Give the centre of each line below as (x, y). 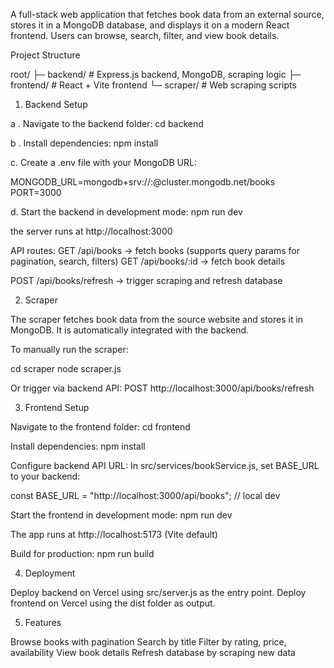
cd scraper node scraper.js (66, 368)
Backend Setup (56, 104)
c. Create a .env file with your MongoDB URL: (103, 162)
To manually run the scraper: (69, 349)
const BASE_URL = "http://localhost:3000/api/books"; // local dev (145, 495)
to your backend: (45, 476)
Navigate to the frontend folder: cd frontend (100, 427)
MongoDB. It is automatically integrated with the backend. (130, 330)
